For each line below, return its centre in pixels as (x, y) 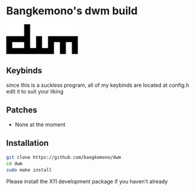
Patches (22, 110)
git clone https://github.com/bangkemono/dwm (64, 158)
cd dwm (14, 164)
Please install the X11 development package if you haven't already (87, 181)
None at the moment (40, 124)
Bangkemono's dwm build (72, 11)
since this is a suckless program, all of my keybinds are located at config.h (98, 85)
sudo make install (29, 170)
